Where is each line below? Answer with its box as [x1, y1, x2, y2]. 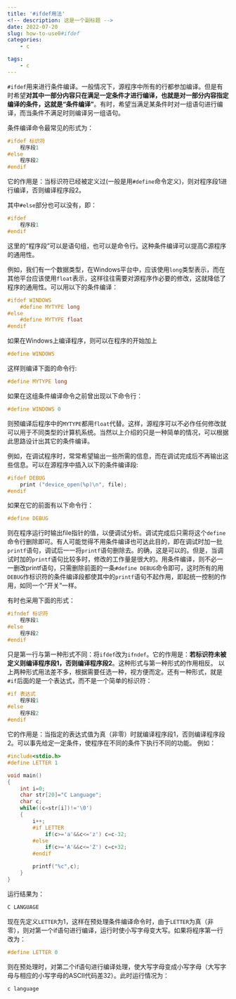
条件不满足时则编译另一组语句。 [31, 108, 124, 117]
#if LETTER [32, 824, 65, 831]
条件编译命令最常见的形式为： [7, 124, 93, 132]
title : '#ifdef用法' [7, 10, 65, 18]
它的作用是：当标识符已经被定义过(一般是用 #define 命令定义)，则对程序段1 [7, 177, 221, 186]
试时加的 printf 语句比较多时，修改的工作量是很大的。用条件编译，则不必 [7, 555, 217, 564]
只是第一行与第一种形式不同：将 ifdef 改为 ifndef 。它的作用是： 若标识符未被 [7, 650, 227, 659]
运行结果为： [7, 889, 44, 898]
